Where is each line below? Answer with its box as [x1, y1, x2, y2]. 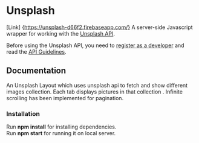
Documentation [6, 66, 67, 76]
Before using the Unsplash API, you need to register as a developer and [6, 42, 184, 49]
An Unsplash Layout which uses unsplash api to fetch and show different [6, 81, 188, 89]
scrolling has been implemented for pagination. [6, 94, 124, 101]
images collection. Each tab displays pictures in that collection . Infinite [6, 88, 183, 95]
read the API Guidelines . [6, 48, 67, 55]
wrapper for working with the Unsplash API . [6, 30, 115, 37]
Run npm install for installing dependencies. [6, 123, 117, 130]
